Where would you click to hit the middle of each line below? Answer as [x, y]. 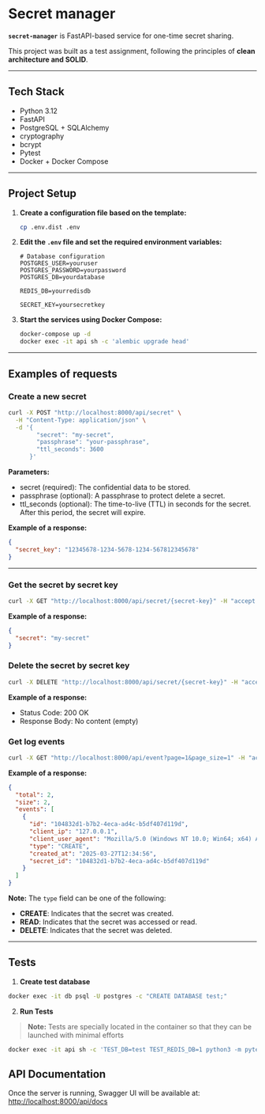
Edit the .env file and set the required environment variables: [121, 242]
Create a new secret [47, 396]
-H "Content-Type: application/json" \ [81, 420]
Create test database [55, 981]
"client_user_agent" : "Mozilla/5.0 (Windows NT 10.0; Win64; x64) [140, 839]
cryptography [42, 136]
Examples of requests [63, 374]
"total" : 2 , [35, 795]
